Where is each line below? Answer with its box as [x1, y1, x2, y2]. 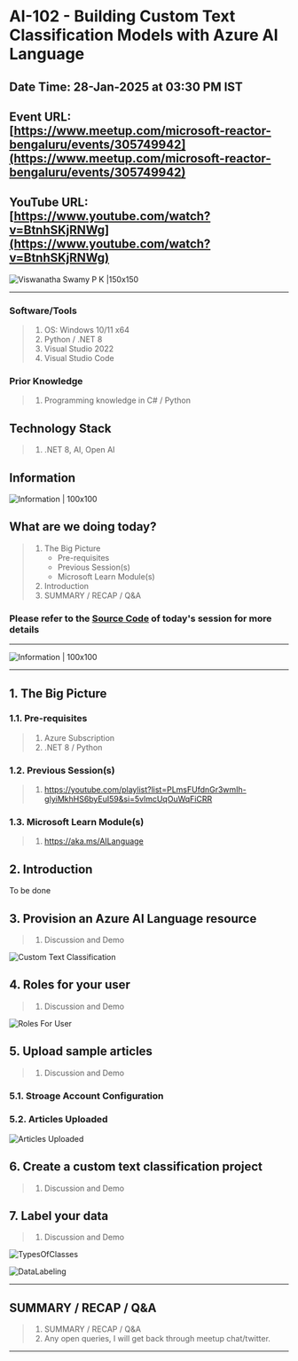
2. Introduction [9, 861, 93, 877]
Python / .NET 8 [43, 334, 103, 345]
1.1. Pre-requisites [9, 712, 88, 725]
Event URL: [9, 109, 72, 124]
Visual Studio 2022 [43, 343, 114, 354]
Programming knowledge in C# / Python [43, 395, 191, 405]
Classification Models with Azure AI [9, 25, 278, 45]
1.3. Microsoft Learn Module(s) [9, 816, 145, 829]
